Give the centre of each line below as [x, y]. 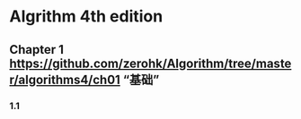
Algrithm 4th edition [86, 17]
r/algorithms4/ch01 [65, 79]
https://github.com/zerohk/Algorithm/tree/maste [150, 63]
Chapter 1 [37, 50]
